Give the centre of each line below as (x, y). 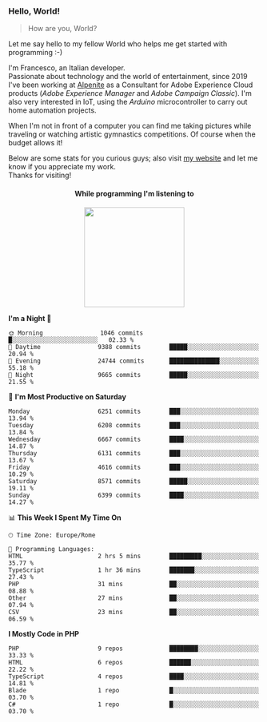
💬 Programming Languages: (51, 549)
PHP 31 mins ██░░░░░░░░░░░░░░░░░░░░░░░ (134, 584)
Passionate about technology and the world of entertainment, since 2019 (128, 77)
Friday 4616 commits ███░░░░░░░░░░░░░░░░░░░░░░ (134, 467)
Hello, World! (34, 11)
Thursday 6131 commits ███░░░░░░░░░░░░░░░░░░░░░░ (134, 453)
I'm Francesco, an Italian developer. (67, 68)
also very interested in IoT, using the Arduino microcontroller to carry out (128, 102)
